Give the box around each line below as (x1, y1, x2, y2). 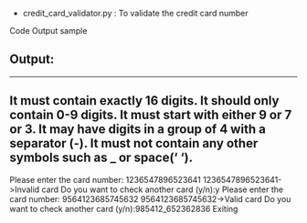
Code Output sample (9, 25, 88, 35)
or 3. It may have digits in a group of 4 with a (9, 122, 267, 137)
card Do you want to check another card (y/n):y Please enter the (41, 184, 284, 195)
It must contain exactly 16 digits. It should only (9, 93, 280, 108)
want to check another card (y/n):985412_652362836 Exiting (9, 203, 238, 214)
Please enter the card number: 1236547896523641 (9, 174, 201, 185)
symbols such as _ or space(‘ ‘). (9, 150, 194, 166)
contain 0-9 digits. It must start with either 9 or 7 (9, 107, 292, 123)
